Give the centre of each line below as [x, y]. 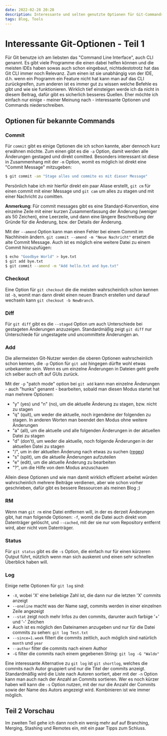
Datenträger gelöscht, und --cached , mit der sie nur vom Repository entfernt [83, 522]
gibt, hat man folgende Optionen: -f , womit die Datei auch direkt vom [76, 517]
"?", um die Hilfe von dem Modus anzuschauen [60, 468]
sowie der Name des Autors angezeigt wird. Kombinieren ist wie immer [78, 690]
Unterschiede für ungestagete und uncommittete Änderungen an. [72, 335]
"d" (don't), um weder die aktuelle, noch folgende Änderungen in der [83, 441]
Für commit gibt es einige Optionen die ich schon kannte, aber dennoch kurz [83, 146]
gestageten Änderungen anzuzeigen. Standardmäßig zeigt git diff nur [79, 329]
